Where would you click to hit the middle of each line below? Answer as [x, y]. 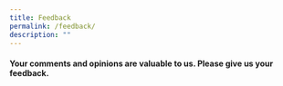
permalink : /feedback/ [52, 26]
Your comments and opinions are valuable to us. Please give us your [141, 63]
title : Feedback [40, 18]
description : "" [40, 34]
